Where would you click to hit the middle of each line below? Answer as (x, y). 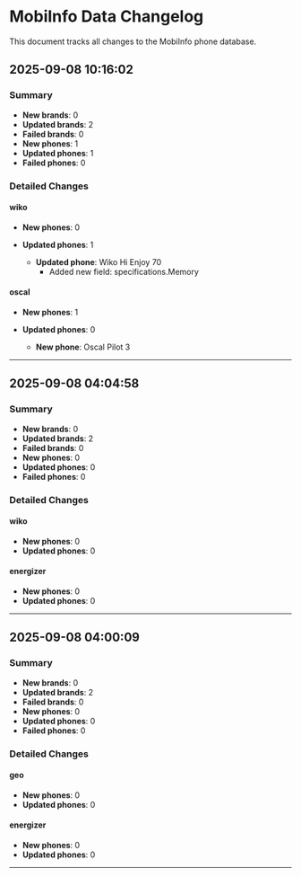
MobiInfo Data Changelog (107, 17)
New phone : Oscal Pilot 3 (83, 347)
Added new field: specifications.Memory (124, 271)
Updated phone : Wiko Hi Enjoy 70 (99, 261)
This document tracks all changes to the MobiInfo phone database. (133, 41)
